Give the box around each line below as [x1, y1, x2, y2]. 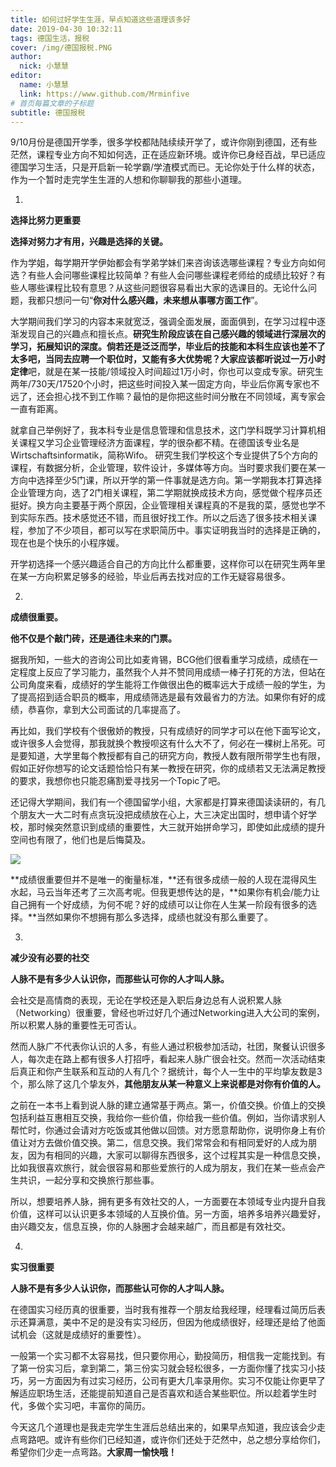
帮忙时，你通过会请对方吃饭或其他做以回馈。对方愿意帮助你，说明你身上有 [10, 1124, 317, 1136]
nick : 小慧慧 [19, 61, 69, 71]
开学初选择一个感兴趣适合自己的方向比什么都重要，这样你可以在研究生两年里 [10, 558, 326, 570]
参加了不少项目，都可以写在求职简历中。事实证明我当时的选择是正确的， [27, 524, 326, 536]
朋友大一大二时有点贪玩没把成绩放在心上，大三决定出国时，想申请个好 [18, 809, 308, 821]
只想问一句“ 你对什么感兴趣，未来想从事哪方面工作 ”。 [44, 294, 264, 306]
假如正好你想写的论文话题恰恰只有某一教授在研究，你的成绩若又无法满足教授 [10, 762, 326, 775]
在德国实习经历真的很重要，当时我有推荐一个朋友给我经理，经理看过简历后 [10, 1304, 317, 1316]
